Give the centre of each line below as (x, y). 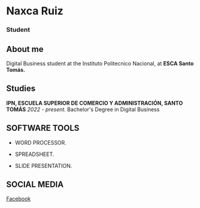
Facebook (19, 199)
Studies (21, 89)
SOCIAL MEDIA (35, 184)
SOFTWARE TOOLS (43, 128)
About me (25, 49)
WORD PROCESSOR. (41, 142)
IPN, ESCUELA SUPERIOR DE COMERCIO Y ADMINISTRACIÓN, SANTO (95, 103)
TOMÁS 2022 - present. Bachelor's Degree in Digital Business (83, 109)
